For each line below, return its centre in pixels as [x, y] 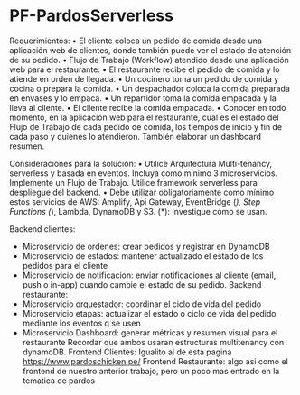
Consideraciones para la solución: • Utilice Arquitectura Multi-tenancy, [141, 163]
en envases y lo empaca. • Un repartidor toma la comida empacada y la [143, 98]
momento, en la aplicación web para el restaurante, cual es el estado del [144, 117]
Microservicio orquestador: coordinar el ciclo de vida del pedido [142, 304]
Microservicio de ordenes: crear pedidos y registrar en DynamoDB [146, 246]
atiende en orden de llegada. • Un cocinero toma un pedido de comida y [144, 78]
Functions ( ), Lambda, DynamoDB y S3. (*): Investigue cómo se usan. [139, 211]
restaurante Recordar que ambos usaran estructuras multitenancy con [153, 342]
